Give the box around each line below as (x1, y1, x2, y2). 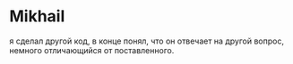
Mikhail (9, 6, 65, 27)
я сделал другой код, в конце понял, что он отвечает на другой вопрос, (9, 36, 285, 46)
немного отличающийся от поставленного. (9, 44, 175, 55)
